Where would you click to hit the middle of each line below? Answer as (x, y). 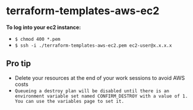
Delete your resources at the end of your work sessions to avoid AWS (100, 77)
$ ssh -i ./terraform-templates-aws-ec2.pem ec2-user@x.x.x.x (93, 46)
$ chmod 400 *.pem (37, 39)
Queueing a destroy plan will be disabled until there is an (92, 91)
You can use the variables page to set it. (69, 101)
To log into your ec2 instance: (44, 27)
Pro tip (19, 64)
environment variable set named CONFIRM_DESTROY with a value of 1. (101, 96)
